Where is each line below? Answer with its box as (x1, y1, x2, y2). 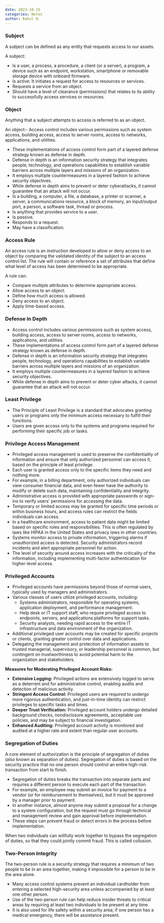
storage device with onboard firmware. (12, 73, 91, 79)
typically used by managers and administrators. (12, 589, 109, 595)
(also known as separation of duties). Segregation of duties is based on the (5, 756, 157, 762)
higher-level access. (12, 561, 53, 567)
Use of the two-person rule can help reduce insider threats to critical (12, 897, 151, 902)
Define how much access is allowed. (12, 293, 86, 299)
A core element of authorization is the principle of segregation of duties (5, 751, 149, 757)
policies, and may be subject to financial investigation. (12, 717, 121, 723)
